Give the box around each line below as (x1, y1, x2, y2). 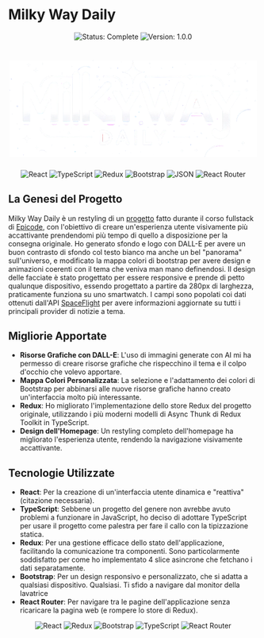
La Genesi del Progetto (8, 192, 123, 206)
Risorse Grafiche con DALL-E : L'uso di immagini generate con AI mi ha (19, 350, 252, 360)
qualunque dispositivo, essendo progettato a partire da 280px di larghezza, (8, 280, 254, 291)
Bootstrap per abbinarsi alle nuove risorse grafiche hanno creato (19, 384, 231, 394)
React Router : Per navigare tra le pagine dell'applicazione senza (19, 597, 231, 607)
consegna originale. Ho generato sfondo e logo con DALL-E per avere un (8, 238, 246, 248)
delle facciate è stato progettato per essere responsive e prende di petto (8, 273, 245, 282)
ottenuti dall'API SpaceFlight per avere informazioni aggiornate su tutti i (8, 298, 241, 307)
